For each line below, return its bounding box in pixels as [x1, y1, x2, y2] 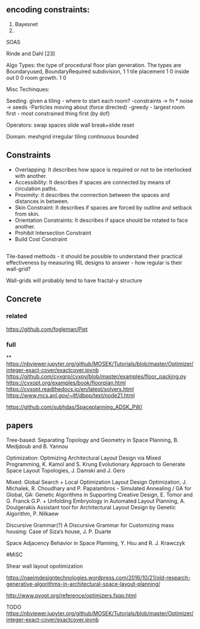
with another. [14, 172, 48, 179]
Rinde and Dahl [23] [6, 50, 55, 57]
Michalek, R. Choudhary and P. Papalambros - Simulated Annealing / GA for [6, 484, 192, 492]
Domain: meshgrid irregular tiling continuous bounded [6, 133, 139, 140]
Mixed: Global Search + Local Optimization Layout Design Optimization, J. [6, 478, 187, 486]
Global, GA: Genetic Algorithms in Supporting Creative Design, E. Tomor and [6, 491, 193, 498]
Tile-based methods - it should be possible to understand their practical [6, 253, 183, 260]
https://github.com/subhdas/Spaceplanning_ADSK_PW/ [6, 403, 143, 410]
